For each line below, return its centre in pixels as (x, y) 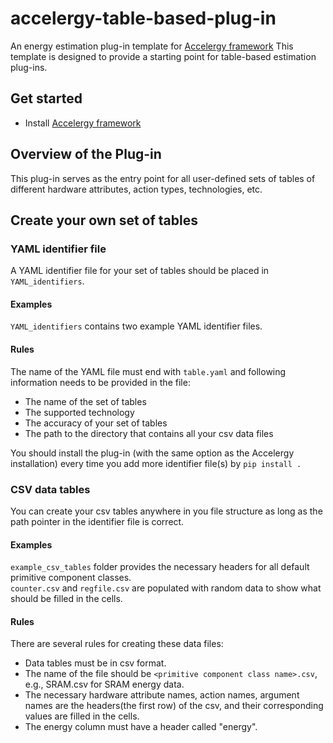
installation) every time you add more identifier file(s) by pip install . (156, 463)
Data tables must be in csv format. (95, 663)
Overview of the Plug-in (86, 154)
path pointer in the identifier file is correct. (97, 521)
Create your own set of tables (104, 220)
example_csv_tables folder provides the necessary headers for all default (160, 567)
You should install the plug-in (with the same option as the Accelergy (152, 453)
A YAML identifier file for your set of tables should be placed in (140, 271)
